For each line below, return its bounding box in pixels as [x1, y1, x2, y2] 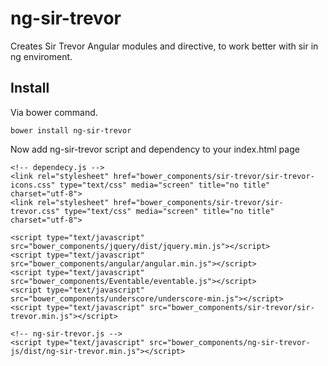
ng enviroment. [10, 50, 73, 62]
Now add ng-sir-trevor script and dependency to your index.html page [10, 143, 300, 155]
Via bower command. [10, 106, 98, 118]
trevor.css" [10, 206, 60, 216]
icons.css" [10, 180, 56, 190]
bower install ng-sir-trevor [10, 125, 132, 136]
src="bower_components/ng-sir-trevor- [148, 337, 311, 347]
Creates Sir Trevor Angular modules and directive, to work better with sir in [10, 40, 319, 52]
